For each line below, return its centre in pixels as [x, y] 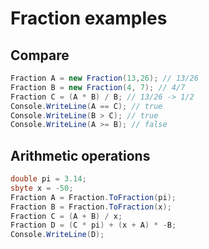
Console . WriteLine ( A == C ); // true [86, 106]
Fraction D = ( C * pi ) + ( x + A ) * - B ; [93, 225]
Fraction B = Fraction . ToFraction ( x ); [91, 207]
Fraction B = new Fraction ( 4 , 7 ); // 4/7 [98, 87]
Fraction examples [89, 18]
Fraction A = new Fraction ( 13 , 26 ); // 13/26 [104, 78]
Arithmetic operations [80, 155]
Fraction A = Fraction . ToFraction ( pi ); [93, 197]
